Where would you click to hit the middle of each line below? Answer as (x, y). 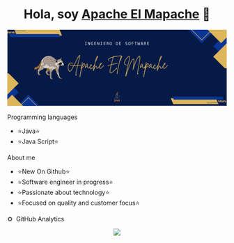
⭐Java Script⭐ (38, 141)
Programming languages (42, 117)
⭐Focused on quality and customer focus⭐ (79, 203)
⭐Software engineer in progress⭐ (65, 182)
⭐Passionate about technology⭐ (63, 192)
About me (21, 157)
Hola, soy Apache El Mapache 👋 (117, 14)
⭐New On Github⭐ (44, 171)
